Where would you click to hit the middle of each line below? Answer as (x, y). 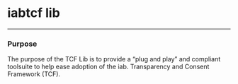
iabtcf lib (34, 13)
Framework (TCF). (34, 74)
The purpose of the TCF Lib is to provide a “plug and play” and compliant (114, 59)
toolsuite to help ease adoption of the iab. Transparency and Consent (108, 67)
